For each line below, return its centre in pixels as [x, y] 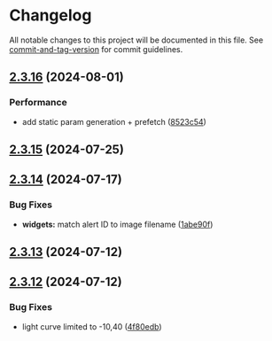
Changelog [51, 15]
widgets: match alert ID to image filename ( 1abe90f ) [117, 224]
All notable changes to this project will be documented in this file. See [136, 40]
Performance [39, 103]
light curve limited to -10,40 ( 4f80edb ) [92, 326]
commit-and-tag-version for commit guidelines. [96, 49]
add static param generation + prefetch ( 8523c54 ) [114, 121]
